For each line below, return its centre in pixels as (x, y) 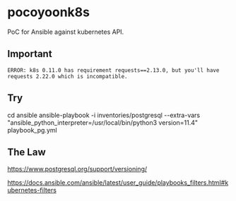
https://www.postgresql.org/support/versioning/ (77, 169)
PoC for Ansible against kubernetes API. (66, 32)
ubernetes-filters (32, 190)
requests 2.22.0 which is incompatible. (68, 76)
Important (30, 54)
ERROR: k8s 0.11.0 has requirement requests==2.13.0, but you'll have (113, 70)
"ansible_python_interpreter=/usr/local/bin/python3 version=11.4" (103, 122)
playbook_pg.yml (33, 130)
